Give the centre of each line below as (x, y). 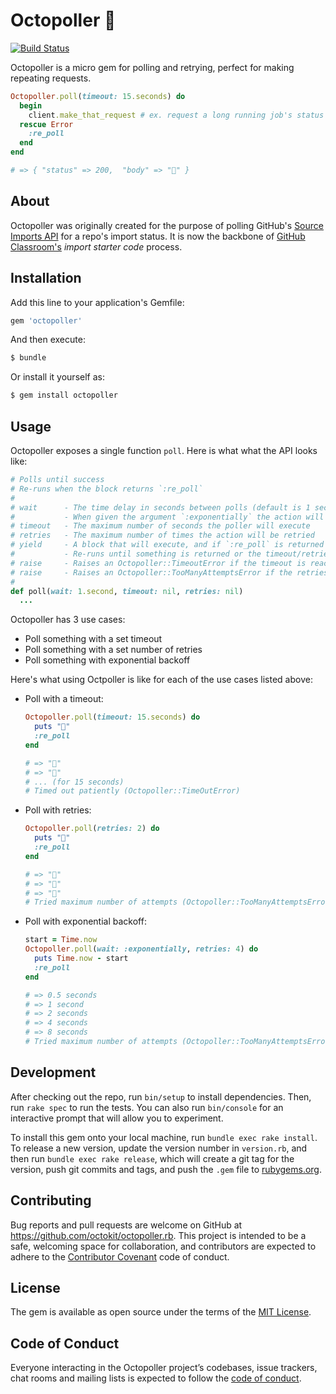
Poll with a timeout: (64, 699)
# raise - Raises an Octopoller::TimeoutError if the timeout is (158, 563)
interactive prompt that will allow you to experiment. (117, 1118)
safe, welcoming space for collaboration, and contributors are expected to (163, 1246)
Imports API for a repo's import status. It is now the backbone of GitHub (158, 236)
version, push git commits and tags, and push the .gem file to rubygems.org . (166, 1169)
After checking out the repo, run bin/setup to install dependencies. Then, (161, 1096)
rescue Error (46, 124)
